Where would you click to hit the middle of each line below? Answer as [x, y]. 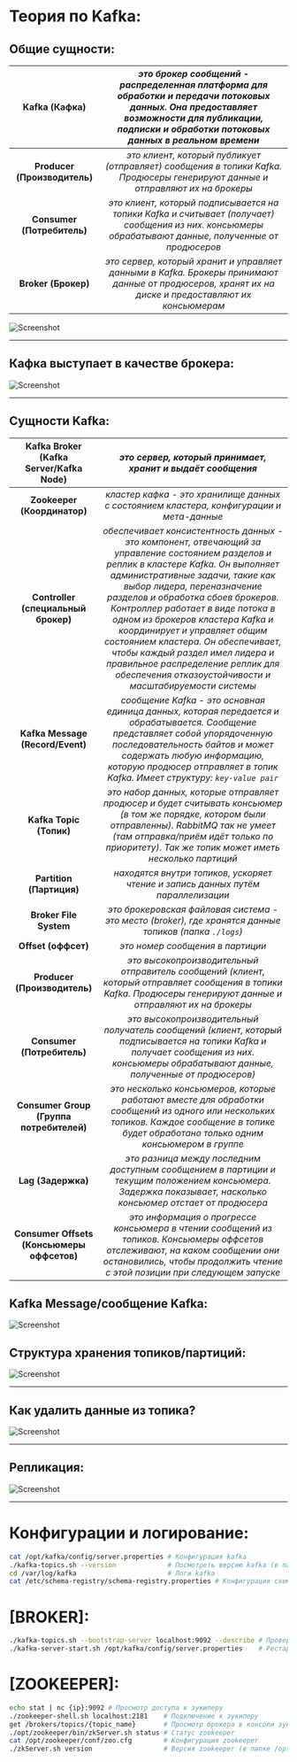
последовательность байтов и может [193, 744]
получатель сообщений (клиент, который [193, 1030]
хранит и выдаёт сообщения [193, 468]
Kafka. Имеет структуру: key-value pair [193, 777]
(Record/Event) [53, 744]
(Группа [53, 1116]
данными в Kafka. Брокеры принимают [194, 272]
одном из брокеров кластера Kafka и [193, 619]
